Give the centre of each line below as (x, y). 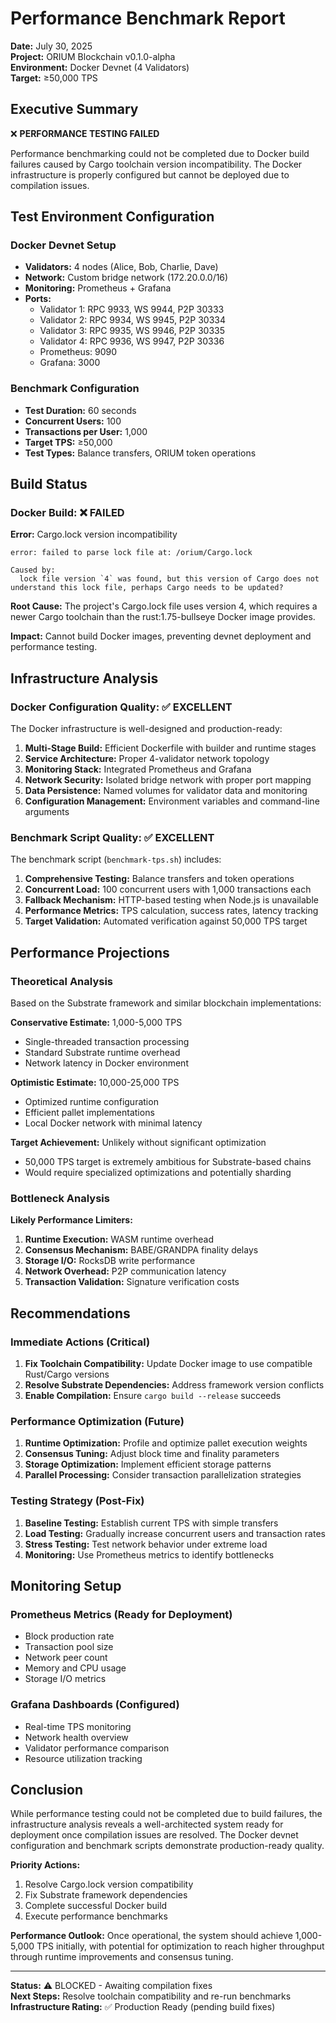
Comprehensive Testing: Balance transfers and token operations (159, 879)
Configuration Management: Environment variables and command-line (172, 801)
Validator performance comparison (97, 1748)
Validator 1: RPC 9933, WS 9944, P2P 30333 (132, 309)
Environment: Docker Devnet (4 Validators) (100, 67)
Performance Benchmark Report (148, 18)
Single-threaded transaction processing (107, 1042)
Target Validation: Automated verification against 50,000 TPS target (166, 921)
